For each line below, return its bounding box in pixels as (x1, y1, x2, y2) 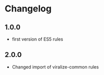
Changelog (5, 3, 52, 14)
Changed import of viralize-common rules (12, 63, 99, 70)
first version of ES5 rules (12, 36, 63, 42)
